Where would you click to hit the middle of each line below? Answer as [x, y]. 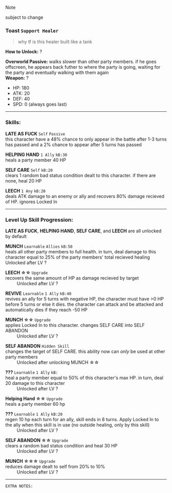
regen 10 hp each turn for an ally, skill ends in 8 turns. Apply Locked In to [82, 419]
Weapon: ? [17, 78]
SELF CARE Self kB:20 [29, 170]
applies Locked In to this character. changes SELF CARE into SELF [75, 325]
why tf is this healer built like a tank [55, 42]
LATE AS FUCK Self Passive [35, 133]
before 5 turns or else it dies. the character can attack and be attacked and [84, 304]
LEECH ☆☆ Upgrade [27, 272]
